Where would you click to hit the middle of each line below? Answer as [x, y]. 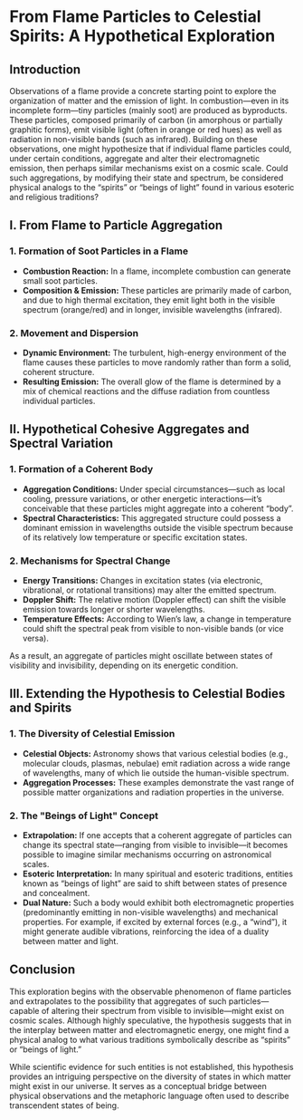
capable [24, 1010]
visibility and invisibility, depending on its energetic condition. [124, 665]
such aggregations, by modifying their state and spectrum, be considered [147, 178]
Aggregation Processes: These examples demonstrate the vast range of [158, 782]
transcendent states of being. [64, 1105]
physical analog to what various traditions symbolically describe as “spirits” [150, 1039]
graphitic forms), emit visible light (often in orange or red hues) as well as [146, 130]
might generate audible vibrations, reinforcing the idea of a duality [146, 932]
